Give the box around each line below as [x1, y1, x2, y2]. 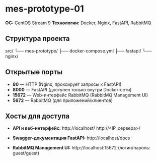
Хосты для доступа [5, 112, 69, 120]
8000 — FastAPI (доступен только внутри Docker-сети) [12, 86, 132, 92]
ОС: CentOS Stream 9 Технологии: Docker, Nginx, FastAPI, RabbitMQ [5, 20, 151, 26]
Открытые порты [5, 68, 63, 76]
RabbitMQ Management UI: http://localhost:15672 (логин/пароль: [12, 145, 150, 151]
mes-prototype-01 [5, 3, 84, 15]
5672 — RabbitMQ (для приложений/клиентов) [12, 97, 113, 103]
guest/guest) [12, 150, 39, 156]
